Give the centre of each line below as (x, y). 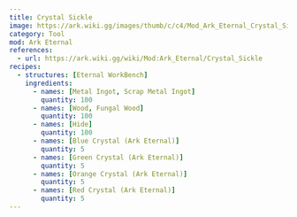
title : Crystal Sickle (51, 17)
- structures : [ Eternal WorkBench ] (83, 75)
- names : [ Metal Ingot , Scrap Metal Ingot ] (114, 91)
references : (31, 50)
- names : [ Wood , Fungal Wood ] (88, 108)
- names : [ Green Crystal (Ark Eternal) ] (108, 157)
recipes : (25, 67)
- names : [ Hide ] (62, 125)
